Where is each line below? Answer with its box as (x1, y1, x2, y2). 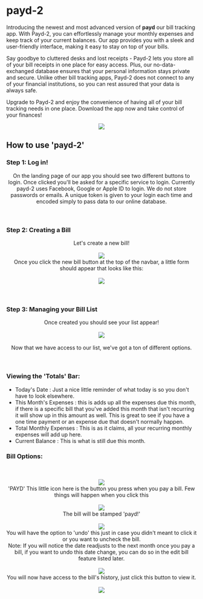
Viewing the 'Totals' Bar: (6, 372, 80, 381)
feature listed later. (78, 554, 125, 562)
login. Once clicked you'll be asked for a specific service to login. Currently (8, 178, 195, 186)
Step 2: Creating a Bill (6, 225, 71, 234)
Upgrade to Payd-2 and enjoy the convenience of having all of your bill (6, 98, 182, 106)
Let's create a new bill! (73, 239, 130, 247)
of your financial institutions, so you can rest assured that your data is (6, 80, 180, 88)
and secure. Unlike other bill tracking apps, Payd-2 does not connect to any (6, 74, 195, 81)
